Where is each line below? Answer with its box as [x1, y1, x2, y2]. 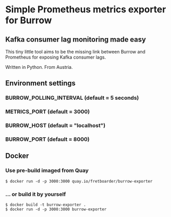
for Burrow [5, 14, 52, 26]
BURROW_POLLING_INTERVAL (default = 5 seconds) [5, 94, 139, 101]
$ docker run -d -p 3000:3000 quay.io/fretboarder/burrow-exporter [5, 178, 153, 184]
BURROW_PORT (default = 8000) [5, 136, 90, 143]
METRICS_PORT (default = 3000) [5, 108, 90, 115]
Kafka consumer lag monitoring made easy [5, 35, 146, 44]
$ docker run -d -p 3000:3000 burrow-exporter [5, 207, 107, 212]
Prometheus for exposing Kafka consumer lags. [5, 54, 106, 60]
